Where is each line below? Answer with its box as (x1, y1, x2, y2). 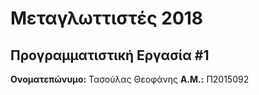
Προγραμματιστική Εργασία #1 (10, 47, 210, 64)
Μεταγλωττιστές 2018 (10, 7, 204, 30)
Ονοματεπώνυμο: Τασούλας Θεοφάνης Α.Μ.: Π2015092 (10, 73, 250, 85)
